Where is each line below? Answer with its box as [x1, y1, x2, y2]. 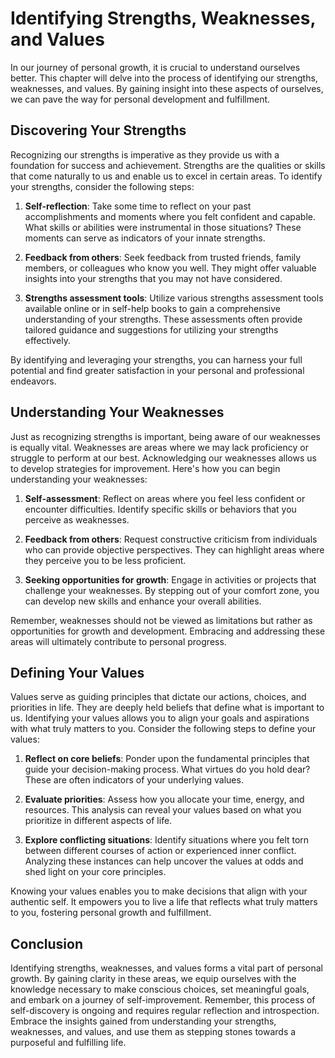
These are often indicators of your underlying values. [24, 774, 244, 786]
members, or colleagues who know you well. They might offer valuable [24, 262, 317, 274]
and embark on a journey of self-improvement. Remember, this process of [10, 994, 316, 1006]
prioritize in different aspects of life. [24, 815, 173, 827]
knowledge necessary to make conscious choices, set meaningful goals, [10, 983, 310, 996]
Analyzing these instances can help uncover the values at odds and [24, 855, 304, 867]
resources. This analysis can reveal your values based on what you [24, 804, 302, 816]
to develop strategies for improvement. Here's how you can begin [10, 462, 281, 474]
